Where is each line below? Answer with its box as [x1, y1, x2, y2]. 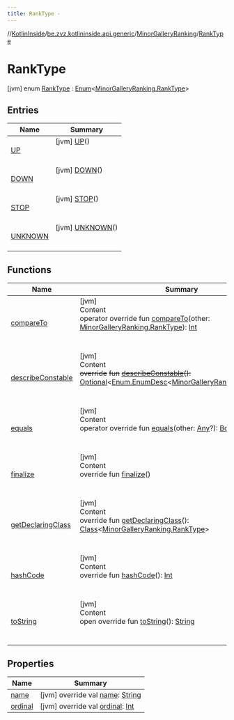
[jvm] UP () [55, 136, 91, 146]
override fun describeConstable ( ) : [79, 368, 192, 378]
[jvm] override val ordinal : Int [40, 701, 134, 711]
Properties [7, 657, 54, 669]
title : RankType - [7, 10, 61, 17]
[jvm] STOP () [55, 194, 99, 204]
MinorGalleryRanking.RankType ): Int [79, 322, 197, 332]
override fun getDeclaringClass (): [79, 516, 189, 526]
